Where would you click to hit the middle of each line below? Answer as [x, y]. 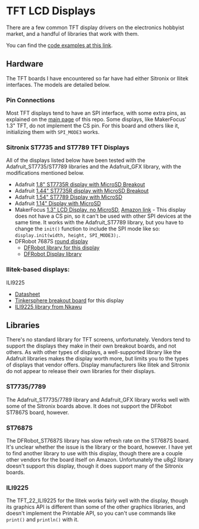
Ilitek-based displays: [38, 270]
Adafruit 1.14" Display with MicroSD [58, 204]
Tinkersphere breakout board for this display [69, 300]
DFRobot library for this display [61, 248]
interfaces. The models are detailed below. [59, 84]
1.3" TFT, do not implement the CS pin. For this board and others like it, [93, 126]
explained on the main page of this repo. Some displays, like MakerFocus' [97, 120]
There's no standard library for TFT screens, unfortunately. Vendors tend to [99, 340]
